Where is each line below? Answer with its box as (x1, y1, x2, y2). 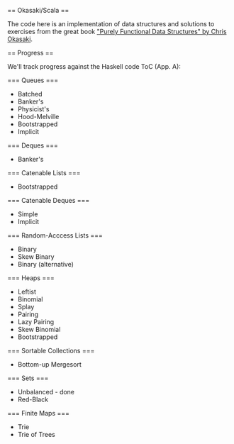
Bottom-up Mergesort (17, 360, 82, 368)
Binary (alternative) (17, 260, 74, 268)
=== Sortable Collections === (7, 347, 95, 355)
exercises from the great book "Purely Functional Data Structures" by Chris (7, 28, 227, 35)
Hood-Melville (17, 113, 60, 121)
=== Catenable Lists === (7, 169, 81, 177)
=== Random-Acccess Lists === (7, 231, 103, 240)
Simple (17, 210, 38, 218)
